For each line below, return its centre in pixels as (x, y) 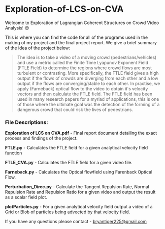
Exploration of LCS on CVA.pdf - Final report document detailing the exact (81, 133)
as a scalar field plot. (26, 197)
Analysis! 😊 (17, 28)
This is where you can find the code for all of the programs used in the (77, 37)
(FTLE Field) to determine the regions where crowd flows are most (84, 68)
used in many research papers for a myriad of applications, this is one (88, 99)
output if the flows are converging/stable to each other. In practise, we (88, 83)
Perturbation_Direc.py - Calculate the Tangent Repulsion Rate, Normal (77, 187)
